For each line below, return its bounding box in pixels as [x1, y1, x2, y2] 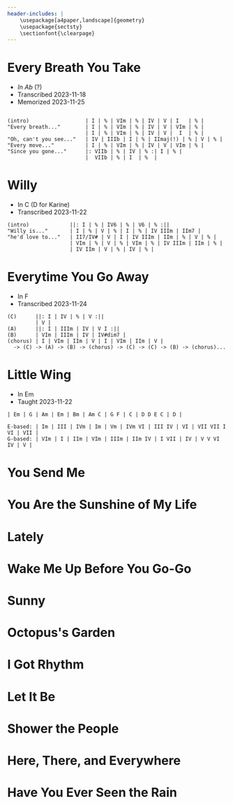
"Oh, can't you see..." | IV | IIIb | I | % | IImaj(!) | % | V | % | [7, 136, 223, 143]
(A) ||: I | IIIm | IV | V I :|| [7, 326, 120, 333]
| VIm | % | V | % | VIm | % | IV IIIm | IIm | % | [69, 240, 223, 247]
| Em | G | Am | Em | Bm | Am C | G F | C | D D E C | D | [7, 411, 183, 418]
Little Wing [7, 367, 72, 383]
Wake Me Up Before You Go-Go [7, 561, 192, 577]
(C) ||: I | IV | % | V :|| [7, 313, 105, 320]
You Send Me [7, 465, 86, 481]
